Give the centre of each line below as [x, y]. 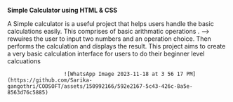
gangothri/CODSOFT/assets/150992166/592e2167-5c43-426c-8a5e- [100, 87]
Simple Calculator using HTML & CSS [62, 10]
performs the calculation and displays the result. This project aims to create [116, 46]
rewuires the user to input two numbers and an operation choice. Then [109, 39]
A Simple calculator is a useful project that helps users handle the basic [111, 24]
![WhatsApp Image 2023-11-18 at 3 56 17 [124, 74]
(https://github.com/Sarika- [50, 80]
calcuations [24, 61]
